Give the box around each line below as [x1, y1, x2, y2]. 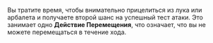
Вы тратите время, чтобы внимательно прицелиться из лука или [7, 6, 202, 14]
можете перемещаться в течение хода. [7, 28, 127, 36]
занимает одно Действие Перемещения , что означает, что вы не [7, 21, 206, 28]
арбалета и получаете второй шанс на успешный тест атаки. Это [7, 13, 203, 21]
